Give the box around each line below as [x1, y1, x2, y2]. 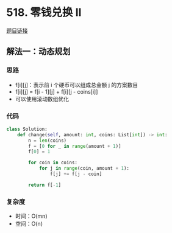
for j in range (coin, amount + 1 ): [38, 165, 130, 172]
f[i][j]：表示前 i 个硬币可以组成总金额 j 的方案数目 [15, 81, 138, 88]
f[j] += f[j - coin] [49, 171, 102, 177]
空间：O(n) [15, 220, 43, 228]
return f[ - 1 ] [28, 182, 62, 188]
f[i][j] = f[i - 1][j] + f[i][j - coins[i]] [15, 88, 98, 95]
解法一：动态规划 [6, 46, 71, 57]
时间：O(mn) [15, 212, 48, 220]
